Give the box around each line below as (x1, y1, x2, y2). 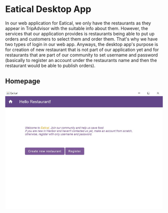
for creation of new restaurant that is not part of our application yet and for (5, 46, 159, 52)
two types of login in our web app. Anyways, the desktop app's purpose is (5, 41, 158, 47)
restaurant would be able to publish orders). (5, 62, 96, 68)
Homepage (5, 77, 40, 85)
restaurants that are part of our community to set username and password (5, 51, 158, 58)
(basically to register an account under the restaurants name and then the (5, 57, 157, 63)
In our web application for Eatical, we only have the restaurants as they (5, 20, 151, 26)
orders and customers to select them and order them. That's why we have (5, 36, 158, 42)
